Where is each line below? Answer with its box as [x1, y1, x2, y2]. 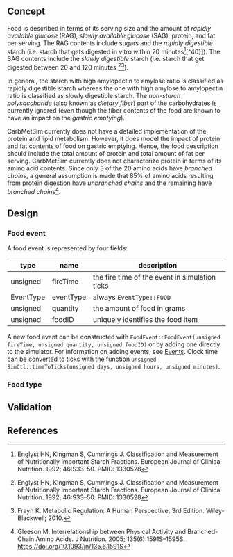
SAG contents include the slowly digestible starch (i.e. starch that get [7, 55, 205, 63]
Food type [7, 380, 42, 389]
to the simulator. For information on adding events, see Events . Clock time [7, 348, 218, 356]
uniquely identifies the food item [92, 315, 198, 325]
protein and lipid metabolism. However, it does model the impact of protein [7, 135, 221, 143]
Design [7, 208, 39, 220]
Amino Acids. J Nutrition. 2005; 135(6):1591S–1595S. [35, 535, 186, 543]
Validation [7, 401, 52, 413]
